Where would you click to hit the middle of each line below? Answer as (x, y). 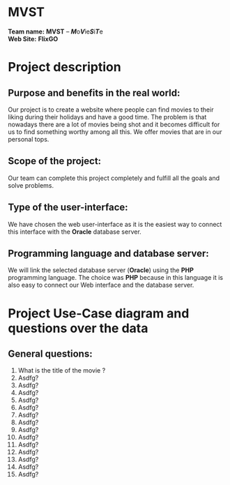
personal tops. (29, 139)
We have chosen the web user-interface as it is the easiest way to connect (115, 224)
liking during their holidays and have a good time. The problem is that (107, 117)
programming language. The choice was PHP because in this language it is (116, 278)
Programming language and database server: (109, 253)
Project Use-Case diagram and (99, 313)
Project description (64, 67)
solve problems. (31, 185)
